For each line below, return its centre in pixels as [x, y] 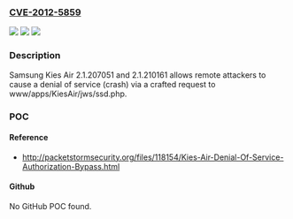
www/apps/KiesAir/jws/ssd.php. [68, 94]
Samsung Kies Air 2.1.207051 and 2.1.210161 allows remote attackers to [138, 75]
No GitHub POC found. [50, 206]
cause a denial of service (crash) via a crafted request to [112, 84]
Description [35, 56]
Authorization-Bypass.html [71, 166]
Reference [29, 138]
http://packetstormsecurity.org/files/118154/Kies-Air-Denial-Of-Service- [153, 157]
